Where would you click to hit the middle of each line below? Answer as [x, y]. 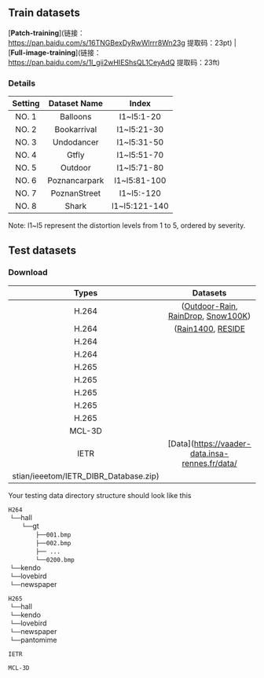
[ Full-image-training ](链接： [55, 52]
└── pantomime [33, 640]
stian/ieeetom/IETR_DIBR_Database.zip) [86, 476]
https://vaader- [222, 443]
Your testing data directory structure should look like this [100, 495]
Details [22, 83]
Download [28, 273]
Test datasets [42, 250]
